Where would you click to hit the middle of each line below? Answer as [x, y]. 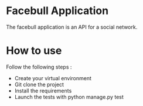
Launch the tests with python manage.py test [69, 97]
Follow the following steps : [39, 67]
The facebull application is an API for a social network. [72, 27]
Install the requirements [43, 90]
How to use [34, 51]
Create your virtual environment [53, 78]
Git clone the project [39, 84]
